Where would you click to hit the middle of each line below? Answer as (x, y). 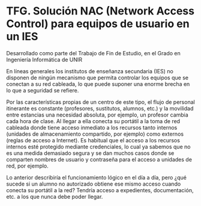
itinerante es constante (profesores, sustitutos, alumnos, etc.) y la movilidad (100, 108)
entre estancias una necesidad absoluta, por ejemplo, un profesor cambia (97, 115)
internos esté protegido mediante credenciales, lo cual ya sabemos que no (98, 147)
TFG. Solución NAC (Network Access (100, 11)
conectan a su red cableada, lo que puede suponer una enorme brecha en (98, 84)
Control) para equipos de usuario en (98, 24)
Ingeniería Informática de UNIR (44, 59)
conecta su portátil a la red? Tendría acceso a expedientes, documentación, (100, 190)
